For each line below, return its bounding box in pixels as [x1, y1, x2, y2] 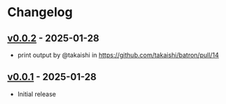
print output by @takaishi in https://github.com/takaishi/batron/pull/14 [17, 51, 220, 59]
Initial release [17, 89, 56, 98]
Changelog [7, 4, 73, 20]
